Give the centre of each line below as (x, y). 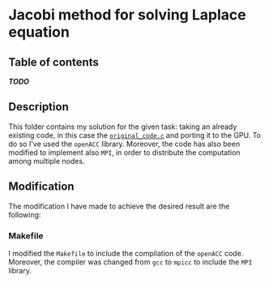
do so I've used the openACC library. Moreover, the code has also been (124, 144)
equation (39, 32)
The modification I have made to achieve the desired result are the (119, 206)
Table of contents (53, 62)
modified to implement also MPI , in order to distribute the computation (124, 152)
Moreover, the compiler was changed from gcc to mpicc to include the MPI (130, 262)
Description (38, 107)
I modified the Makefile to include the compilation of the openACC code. (126, 253)
